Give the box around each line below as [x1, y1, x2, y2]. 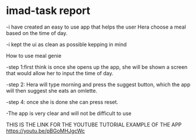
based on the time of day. [6, 29, 68, 36]
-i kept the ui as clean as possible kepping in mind [6, 41, 127, 48]
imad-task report [6, 4, 91, 17]
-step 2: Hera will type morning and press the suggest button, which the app [6, 80, 191, 88]
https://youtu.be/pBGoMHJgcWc [6, 127, 85, 134]
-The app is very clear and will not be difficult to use [6, 110, 132, 117]
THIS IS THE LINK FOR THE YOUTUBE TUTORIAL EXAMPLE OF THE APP [6, 121, 182, 128]
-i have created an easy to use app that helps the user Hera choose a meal [6, 23, 186, 30]
